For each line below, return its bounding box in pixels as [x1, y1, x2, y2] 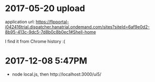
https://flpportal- [35, 19, 69, 25]
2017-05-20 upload [5, 3, 85, 14]
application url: [5, 19, 35, 25]
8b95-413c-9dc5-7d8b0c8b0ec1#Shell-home [5, 29, 96, 35]
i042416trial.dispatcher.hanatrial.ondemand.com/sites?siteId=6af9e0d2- [5, 24, 150, 29]
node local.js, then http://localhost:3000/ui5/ [12, 71, 102, 77]
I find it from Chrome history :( [5, 38, 65, 44]
